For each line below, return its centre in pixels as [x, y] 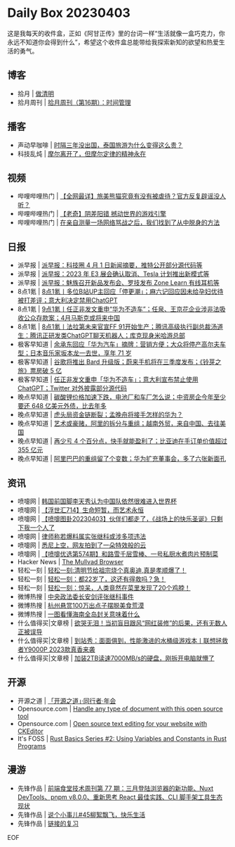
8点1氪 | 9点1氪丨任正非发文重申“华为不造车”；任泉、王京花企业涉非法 [118, 309]
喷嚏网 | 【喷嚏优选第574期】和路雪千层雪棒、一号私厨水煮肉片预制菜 [118, 554]
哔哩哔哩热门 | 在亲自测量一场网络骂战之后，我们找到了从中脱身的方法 [119, 222]
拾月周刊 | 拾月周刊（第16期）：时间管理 [74, 102]
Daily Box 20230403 [69, 13]
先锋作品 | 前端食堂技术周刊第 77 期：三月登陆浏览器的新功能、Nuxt [115, 788]
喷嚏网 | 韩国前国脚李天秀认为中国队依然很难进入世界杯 [97, 501]
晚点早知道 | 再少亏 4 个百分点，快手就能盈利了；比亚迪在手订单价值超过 [122, 441]
